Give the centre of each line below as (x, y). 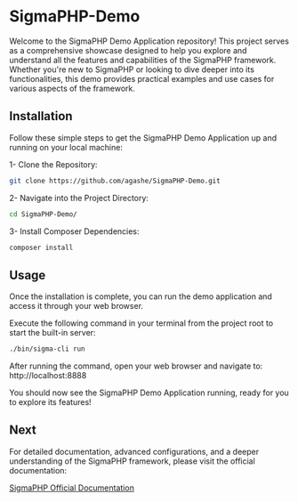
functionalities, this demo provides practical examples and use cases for (142, 78)
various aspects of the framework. (72, 88)
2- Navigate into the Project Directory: (79, 198)
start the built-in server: (52, 333)
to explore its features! (50, 402)
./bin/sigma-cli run (48, 349)
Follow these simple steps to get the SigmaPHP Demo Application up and (143, 138)
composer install (41, 247)
